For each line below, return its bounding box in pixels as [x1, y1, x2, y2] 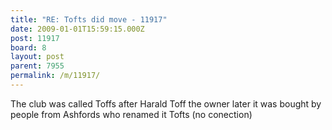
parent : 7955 [10, 61, 65, 71]
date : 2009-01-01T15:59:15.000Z [10, 24, 145, 34]
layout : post [10, 52, 65, 62]
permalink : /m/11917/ [10, 71, 101, 81]
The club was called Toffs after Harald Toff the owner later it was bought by [10, 97, 322, 110]
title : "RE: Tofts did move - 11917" [10, 14, 168, 25]
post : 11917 [10, 33, 60, 43]
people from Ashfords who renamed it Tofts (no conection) [10, 108, 253, 120]
